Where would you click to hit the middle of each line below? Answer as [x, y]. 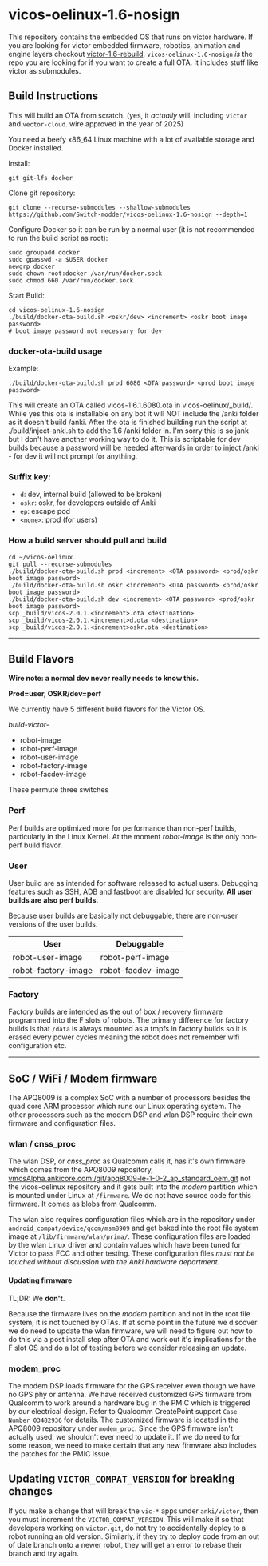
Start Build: [27, 295]
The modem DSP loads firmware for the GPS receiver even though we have [132, 1385]
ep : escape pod [45, 511]
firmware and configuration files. [62, 1123]
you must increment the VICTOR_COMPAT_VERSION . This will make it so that [126, 1519]
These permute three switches [59, 790]
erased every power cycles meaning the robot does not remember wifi [124, 1037]
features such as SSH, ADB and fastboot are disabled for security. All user [130, 892]
